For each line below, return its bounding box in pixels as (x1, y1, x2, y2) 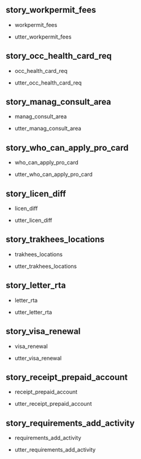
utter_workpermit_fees (14, 33, 72, 40)
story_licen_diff (6, 188, 66, 199)
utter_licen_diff (14, 217, 53, 224)
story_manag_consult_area (6, 97, 112, 107)
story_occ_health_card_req (6, 51, 112, 61)
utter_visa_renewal (14, 354, 62, 362)
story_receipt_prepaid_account (6, 372, 128, 382)
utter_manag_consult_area (14, 125, 82, 132)
